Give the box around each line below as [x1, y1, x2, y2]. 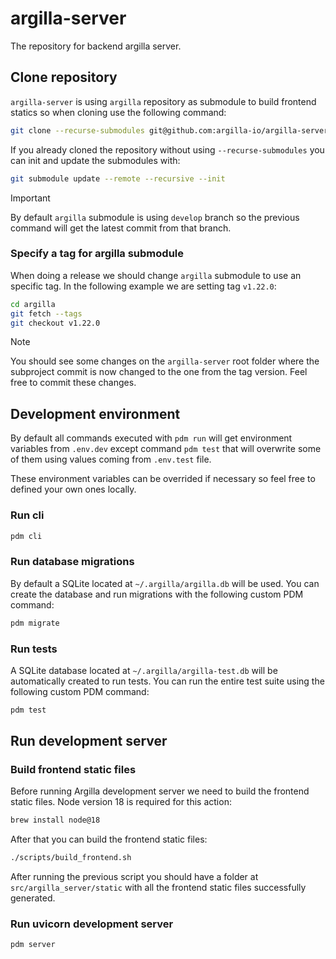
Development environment [10, 405, 181, 422]
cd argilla [10, 299, 56, 309]
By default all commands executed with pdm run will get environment [10, 432, 293, 444]
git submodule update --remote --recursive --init [10, 173, 226, 184]
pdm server [10, 940, 56, 950]
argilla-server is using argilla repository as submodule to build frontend [10, 95, 317, 107]
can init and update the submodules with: [10, 154, 181, 166]
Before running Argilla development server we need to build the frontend [10, 785, 310, 797]
